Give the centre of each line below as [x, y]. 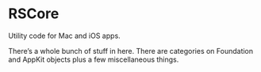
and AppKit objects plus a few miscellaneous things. [94, 59]
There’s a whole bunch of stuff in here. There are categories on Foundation [131, 51]
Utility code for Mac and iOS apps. [64, 36]
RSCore [34, 14]
